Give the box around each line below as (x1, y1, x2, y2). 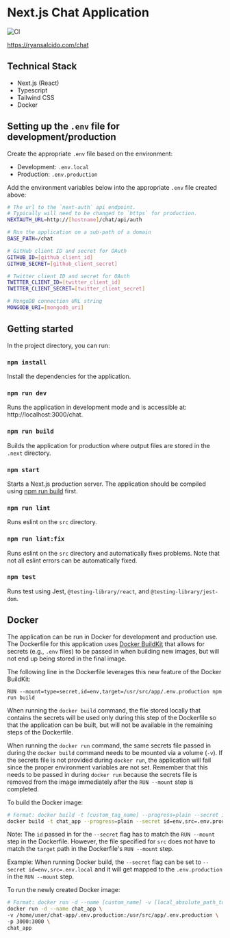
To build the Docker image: (7, 798, 84, 806)
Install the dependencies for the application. (7, 372, 131, 381)
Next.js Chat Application (7, 5, 149, 21)
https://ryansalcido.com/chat (7, 40, 89, 49)
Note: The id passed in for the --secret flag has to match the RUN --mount (7, 830, 216, 839)
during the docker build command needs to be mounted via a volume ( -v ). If (7, 748, 223, 756)
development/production (7, 132, 116, 143)
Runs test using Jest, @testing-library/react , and (7, 587, 149, 595)
